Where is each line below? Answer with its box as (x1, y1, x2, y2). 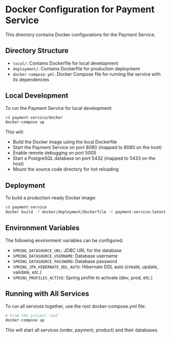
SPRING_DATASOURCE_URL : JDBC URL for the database (12, 247, 122, 253)
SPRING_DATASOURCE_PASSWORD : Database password (12, 258, 118, 264)
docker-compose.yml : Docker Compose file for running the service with (12, 71, 161, 77)
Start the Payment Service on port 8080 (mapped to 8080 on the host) (12, 144, 162, 151)
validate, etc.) (12, 269, 42, 275)
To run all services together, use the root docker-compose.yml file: (5, 303, 146, 309)
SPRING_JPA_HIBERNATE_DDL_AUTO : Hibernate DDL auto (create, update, (12, 264, 159, 270)
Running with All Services (5, 289, 90, 298)
